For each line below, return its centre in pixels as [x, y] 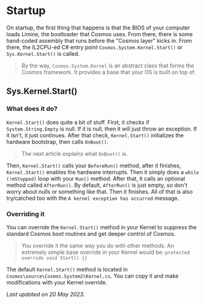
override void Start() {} [54, 258]
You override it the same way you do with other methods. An [98, 245]
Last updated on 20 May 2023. [46, 294]
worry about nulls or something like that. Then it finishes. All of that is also [99, 191]
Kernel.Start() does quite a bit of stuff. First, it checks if [78, 122]
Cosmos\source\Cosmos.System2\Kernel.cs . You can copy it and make [92, 276]
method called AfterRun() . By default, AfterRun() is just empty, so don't [97, 185]
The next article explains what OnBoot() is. [75, 153]
